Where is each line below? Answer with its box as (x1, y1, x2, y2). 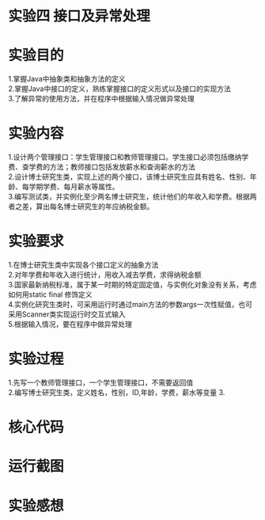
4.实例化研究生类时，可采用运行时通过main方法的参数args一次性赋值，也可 (8, 300, 253, 309)
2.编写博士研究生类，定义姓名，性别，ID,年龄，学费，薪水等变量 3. (8, 387, 225, 397)
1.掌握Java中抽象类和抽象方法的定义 (8, 74, 127, 84)
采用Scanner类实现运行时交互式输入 (8, 309, 126, 319)
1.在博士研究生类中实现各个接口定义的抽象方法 (8, 260, 159, 269)
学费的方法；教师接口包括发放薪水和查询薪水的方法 (28, 162, 195, 172)
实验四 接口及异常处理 (8, 7, 150, 25)
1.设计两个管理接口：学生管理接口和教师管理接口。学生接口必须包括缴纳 (8, 152, 242, 162)
